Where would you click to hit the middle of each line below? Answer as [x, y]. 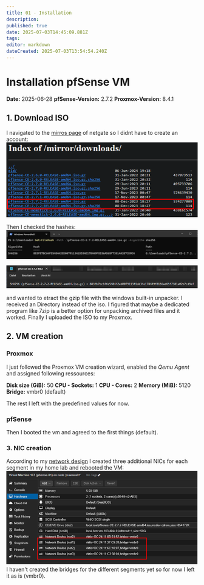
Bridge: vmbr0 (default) [36, 391]
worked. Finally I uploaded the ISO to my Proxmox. [69, 317]
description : [23, 19]
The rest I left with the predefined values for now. [68, 403]
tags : [13, 39]
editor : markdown [28, 45]
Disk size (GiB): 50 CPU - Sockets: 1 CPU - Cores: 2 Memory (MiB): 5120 [99, 385]
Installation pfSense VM [68, 82]
